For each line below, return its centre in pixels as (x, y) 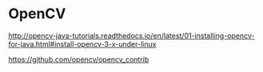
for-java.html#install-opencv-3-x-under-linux (82, 44)
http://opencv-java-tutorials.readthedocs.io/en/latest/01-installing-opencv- (131, 36)
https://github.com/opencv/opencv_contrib (79, 59)
